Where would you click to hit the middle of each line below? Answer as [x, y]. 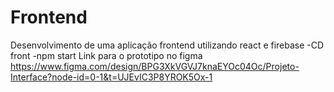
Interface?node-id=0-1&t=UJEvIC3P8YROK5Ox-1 [111, 77]
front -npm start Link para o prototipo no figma [106, 55]
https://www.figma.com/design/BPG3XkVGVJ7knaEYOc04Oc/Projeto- [155, 66]
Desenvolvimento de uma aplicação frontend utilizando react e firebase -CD [167, 45]
